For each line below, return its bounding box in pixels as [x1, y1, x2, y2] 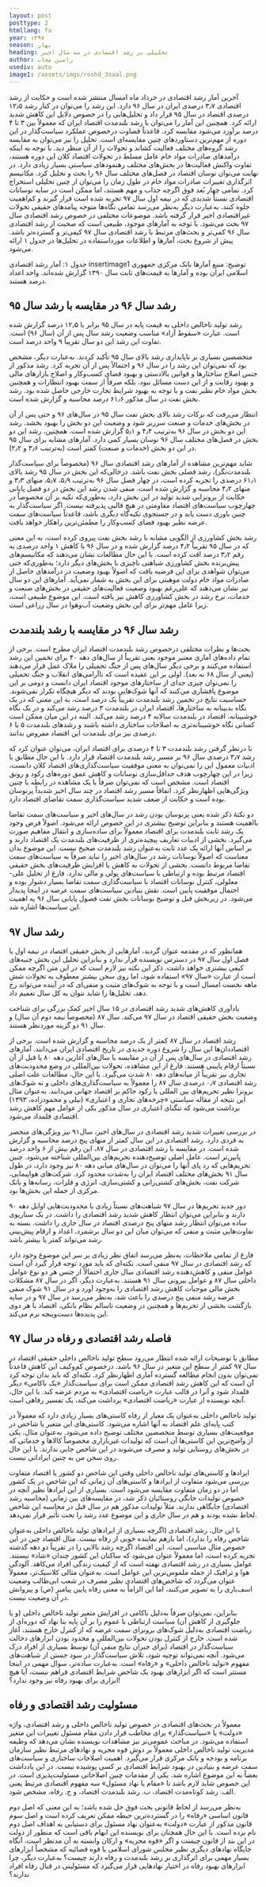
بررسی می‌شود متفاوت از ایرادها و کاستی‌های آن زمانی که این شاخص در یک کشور [9, 1476, 250, 1485]
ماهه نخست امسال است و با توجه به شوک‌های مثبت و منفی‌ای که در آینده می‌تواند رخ [9, 980, 258, 989]
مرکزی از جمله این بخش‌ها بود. [9, 1186, 100, 1195]
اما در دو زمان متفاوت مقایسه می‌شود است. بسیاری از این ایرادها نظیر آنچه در [9, 1485, 238, 1494]
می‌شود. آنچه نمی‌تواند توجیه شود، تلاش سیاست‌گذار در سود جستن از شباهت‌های [9, 1649, 245, 1660]
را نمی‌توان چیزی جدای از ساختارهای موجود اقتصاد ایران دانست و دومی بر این [9, 678, 237, 688]
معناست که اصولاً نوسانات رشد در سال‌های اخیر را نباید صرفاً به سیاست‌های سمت [9, 852, 249, 861]
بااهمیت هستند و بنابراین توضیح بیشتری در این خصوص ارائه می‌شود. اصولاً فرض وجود [9, 818, 259, 828]
